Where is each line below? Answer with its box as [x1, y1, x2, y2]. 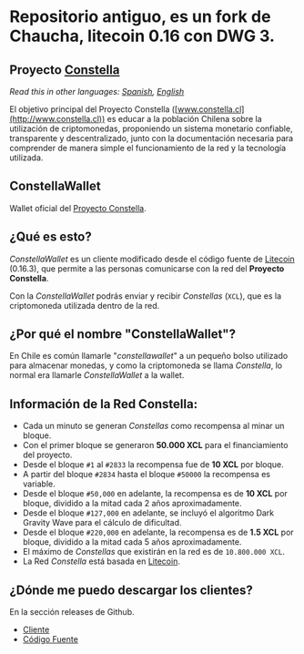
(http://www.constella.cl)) [9, 114, 106, 124]
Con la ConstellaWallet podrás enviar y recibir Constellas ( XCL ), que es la [9, 290, 282, 301]
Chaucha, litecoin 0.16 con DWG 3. [9, 26, 276, 46]
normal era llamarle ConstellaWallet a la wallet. [9, 370, 185, 381]
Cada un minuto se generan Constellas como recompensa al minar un [22, 421, 285, 432]
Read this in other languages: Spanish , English [9, 87, 185, 97]
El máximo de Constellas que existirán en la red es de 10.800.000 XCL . [22, 547, 285, 557]
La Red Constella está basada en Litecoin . [22, 556, 180, 567]
